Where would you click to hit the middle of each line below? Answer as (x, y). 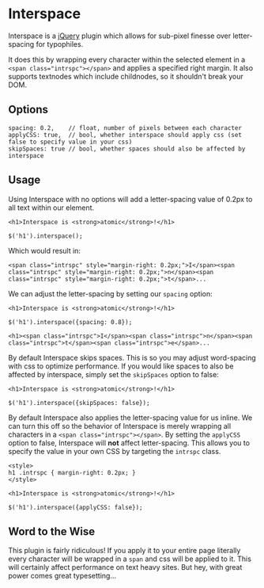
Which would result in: (45, 250)
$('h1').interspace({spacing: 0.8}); (70, 322)
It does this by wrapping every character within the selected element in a (127, 59)
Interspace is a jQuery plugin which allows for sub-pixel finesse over (120, 36)
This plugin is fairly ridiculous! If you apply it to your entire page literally (124, 551)
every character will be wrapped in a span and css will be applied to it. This (130, 559)
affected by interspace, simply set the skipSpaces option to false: (113, 374)
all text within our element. (51, 208)
